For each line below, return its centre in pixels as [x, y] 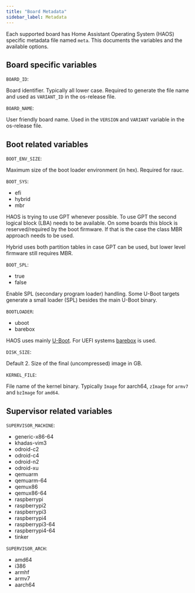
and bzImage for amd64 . [33, 393]
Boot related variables [47, 144]
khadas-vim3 [31, 443]
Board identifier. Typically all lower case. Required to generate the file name [97, 90]
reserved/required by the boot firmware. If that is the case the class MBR [94, 229]
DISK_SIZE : [19, 352]
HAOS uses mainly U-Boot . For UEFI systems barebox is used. [81, 341]
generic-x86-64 [34, 436]
